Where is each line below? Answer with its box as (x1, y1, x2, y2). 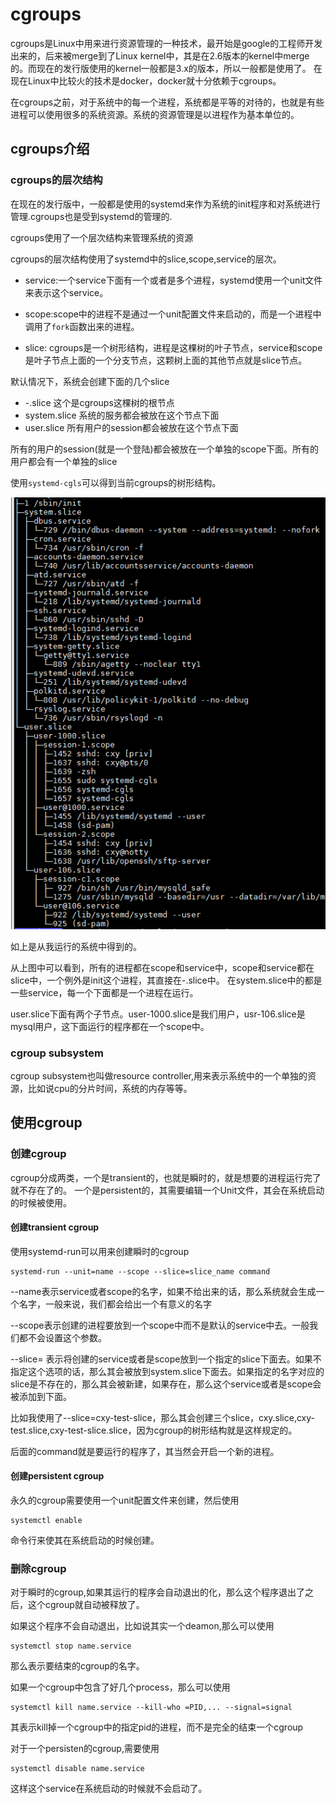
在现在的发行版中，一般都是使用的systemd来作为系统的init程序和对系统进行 (10, 198, 321, 210)
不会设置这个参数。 (27, 1331, 107, 1343)
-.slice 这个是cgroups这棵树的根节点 (24, 396, 175, 408)
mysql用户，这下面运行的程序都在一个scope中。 (10, 1020, 210, 1032)
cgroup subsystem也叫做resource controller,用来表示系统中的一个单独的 (10, 1070, 308, 1082)
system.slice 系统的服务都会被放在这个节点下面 (24, 409, 220, 421)
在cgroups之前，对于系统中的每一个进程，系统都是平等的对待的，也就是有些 (10, 96, 325, 108)
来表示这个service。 (24, 286, 109, 298)
